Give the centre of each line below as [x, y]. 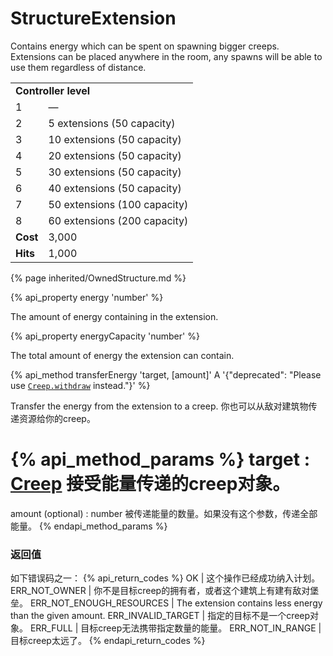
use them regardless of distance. [78, 67]
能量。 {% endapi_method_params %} [89, 526]
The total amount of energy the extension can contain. [122, 355]
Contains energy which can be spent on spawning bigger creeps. [145, 46]
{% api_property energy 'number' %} [87, 297]
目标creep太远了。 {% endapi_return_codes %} [108, 641]
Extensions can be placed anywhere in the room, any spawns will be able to [166, 56]
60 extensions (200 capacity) [118, 220]
